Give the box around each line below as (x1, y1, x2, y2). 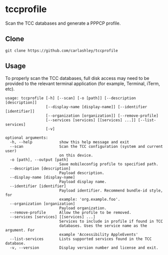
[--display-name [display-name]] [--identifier (45, 104, 147, 109)
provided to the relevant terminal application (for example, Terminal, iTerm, (5, 80, 160, 87)
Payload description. (59, 170, 105, 176)
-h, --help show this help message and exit (10, 139, 129, 144)
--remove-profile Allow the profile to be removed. (10, 210, 132, 215)
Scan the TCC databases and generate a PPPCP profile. (5, 20, 121, 26)
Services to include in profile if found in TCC (59, 219, 163, 224)
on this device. (59, 152, 94, 158)
